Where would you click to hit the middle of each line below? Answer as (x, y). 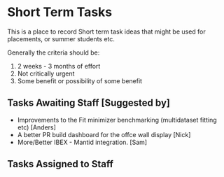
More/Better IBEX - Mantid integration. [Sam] (82, 142)
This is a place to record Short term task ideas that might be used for (107, 31)
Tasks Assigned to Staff (60, 164)
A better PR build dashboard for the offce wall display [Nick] (104, 134)
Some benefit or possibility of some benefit (79, 80)
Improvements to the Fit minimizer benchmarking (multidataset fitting (117, 120)
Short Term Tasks (60, 12)
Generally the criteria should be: (54, 52)
